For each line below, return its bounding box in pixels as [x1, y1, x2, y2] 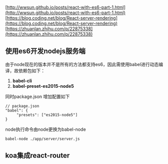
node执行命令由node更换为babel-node [5, 126, 86, 132]
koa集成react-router [5, 151, 70, 160]
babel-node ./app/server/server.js [5, 136, 80, 141]
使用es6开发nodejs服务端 [5, 47, 86, 56]
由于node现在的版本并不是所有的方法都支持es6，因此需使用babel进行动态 [5, 61, 159, 67]
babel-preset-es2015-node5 [12, 83, 74, 89]
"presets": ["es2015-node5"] [16, 112, 78, 118]
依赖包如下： [18, 68, 45, 74]
